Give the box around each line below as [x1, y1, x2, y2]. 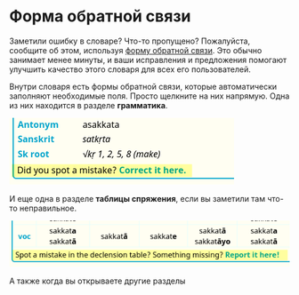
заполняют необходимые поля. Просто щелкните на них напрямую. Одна [9, 91, 290, 101]
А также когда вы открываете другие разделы [9, 275, 186, 286]
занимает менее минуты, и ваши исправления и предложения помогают [9, 54, 287, 65]
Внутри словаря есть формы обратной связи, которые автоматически [9, 81, 278, 92]
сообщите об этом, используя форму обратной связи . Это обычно [9, 44, 263, 55]
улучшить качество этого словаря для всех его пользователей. [9, 64, 251, 75]
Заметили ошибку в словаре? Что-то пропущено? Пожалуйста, [9, 36, 251, 46]
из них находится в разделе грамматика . [9, 100, 168, 110]
